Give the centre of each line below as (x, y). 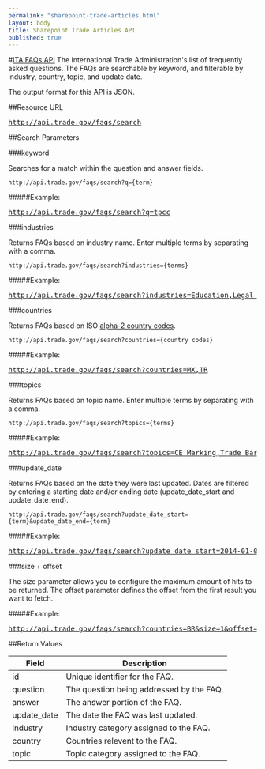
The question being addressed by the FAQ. (145, 690)
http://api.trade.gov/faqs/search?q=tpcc (90, 213)
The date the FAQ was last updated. (132, 715)
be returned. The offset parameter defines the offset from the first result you (132, 590)
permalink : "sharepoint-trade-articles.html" (84, 15)
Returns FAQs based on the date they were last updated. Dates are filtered (129, 484)
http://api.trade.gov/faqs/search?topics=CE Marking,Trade (125, 453)
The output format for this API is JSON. (72, 92)
